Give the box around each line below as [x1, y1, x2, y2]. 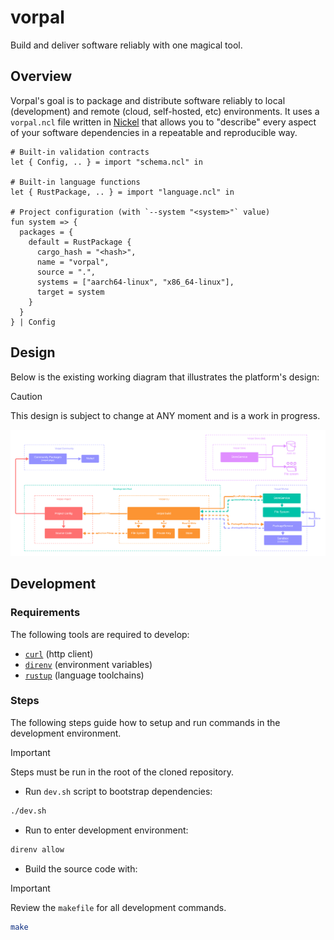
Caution [10, 390, 43, 402]
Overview [10, 68, 73, 85]
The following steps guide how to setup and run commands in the [10, 716, 281, 728]
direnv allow [10, 844, 65, 855]
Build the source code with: [24, 862, 138, 875]
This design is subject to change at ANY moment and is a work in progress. [10, 409, 321, 421]
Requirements [10, 606, 81, 620]
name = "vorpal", [36, 257, 110, 267]
